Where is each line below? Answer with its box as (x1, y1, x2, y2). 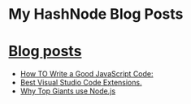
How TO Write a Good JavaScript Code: (20, 69, 154, 79)
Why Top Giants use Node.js (20, 86, 116, 96)
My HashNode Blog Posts (8, 5, 184, 24)
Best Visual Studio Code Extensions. (20, 78, 142, 88)
